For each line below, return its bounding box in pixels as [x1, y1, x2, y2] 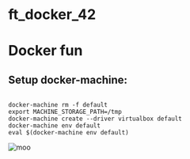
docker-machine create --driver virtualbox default [8, 115, 182, 123]
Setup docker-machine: [8, 73, 128, 86]
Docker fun [8, 42, 83, 60]
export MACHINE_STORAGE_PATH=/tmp [8, 108, 123, 116]
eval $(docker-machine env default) [8, 129, 129, 137]
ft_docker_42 [8, 6, 97, 24]
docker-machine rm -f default [8, 101, 108, 109]
